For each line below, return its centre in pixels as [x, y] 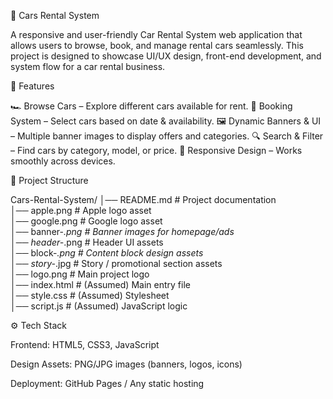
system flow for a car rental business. [88, 66]
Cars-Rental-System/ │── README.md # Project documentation [143, 199]
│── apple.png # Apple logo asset [81, 210]
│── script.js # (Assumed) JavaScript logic [99, 306]
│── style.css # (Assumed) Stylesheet [90, 295]
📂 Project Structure [49, 180]
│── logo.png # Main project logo [80, 274]
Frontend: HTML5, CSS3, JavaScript [85, 344]
